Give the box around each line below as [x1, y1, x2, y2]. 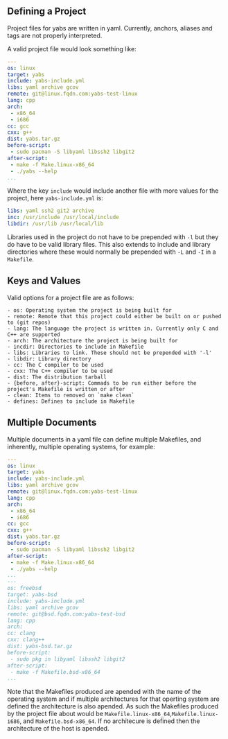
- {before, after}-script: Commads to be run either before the [7, 379, 197, 387]
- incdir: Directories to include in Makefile [7, 343, 144, 350]
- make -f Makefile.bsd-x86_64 [10, 668, 100, 675]
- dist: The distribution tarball [7, 374, 107, 381]
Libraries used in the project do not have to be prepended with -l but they [7, 233, 219, 241]
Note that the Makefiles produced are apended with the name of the [7, 688, 202, 696]
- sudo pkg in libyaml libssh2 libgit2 [10, 655, 126, 663]
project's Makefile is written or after [7, 385, 126, 392]
